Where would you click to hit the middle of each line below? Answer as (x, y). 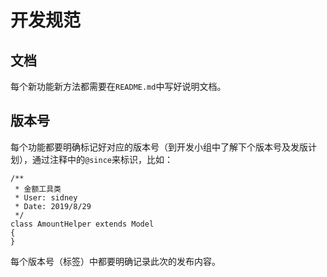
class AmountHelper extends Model (82, 224)
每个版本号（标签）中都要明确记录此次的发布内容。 (115, 261)
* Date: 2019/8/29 (53, 206)
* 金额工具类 (38, 189)
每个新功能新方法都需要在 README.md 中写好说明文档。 (118, 86)
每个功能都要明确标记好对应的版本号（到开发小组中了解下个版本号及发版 (159, 147)
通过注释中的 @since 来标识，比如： (102, 159)
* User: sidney (46, 197)
